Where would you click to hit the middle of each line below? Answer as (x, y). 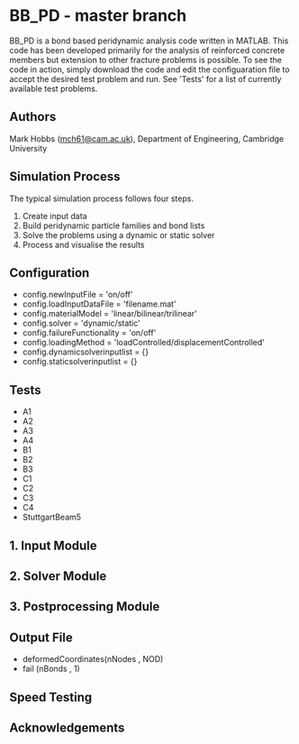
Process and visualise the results (84, 244)
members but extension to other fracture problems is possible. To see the (145, 60)
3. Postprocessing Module (85, 606)
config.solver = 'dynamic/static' (82, 323)
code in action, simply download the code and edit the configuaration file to (149, 69)
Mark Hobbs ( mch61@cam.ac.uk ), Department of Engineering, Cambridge (147, 138)
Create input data (54, 216)
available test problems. (54, 88)
